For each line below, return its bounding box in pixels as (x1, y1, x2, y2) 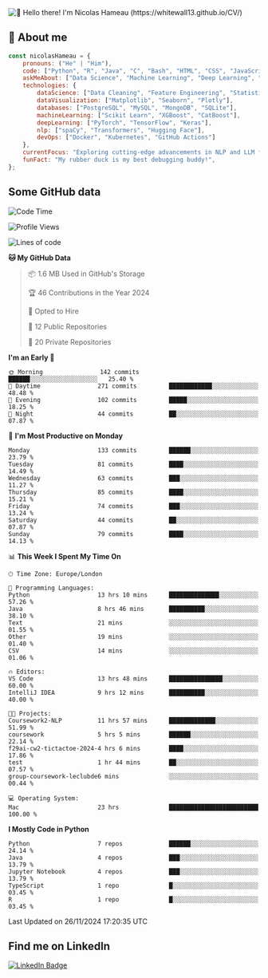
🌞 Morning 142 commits (8, 368, 140, 376)
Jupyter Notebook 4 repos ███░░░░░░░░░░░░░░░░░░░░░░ (8, 867, 259, 876)
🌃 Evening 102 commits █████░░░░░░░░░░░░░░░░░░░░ (8, 396, 259, 404)
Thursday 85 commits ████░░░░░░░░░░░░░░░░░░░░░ (8, 488, 259, 496)
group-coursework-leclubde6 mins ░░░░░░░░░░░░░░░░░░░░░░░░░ (8, 772, 259, 780)
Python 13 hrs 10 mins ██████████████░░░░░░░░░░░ (8, 590, 259, 599)
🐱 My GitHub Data (8, 253, 72, 262)
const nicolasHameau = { (8, 52, 91, 60)
